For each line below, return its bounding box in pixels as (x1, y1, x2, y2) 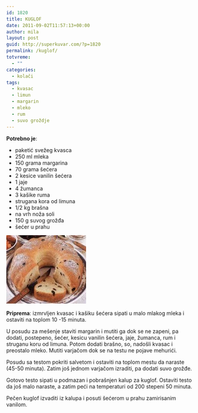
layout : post (6, 35, 39, 41)
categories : (6, 67, 36, 73)
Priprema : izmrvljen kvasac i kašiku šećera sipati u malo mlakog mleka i (6, 310, 185, 317)
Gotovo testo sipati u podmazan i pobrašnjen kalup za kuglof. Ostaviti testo (6, 376, 192, 384)
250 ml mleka (14, 153, 49, 160)
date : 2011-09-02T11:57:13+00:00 (6, 22, 90, 28)
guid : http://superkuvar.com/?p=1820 (6, 41, 101, 47)
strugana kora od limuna (14, 197, 76, 204)
